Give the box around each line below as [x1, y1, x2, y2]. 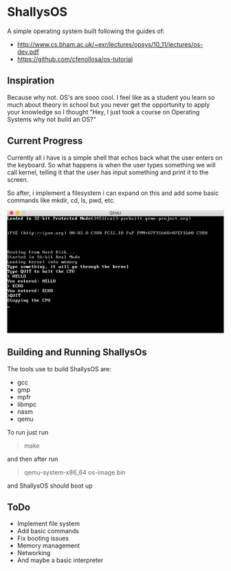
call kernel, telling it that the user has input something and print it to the [7, 168, 209, 176]
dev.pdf [16, 48, 39, 56]
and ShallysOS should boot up [7, 481, 93, 490]
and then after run [7, 455, 58, 463]
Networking [16, 549, 51, 557]
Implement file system [16, 519, 80, 528]
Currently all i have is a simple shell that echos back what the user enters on [7, 153, 223, 162]
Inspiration [7, 75, 55, 87]
